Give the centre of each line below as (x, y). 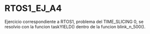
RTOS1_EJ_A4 (33, 8)
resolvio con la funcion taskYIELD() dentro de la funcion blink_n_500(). (75, 26)
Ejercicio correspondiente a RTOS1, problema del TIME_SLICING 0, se (74, 22)
